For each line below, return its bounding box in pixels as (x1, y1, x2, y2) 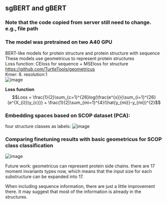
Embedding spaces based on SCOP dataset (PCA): (5, 112, 130, 119)
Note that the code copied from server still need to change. (5, 19, 151, 26)
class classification (5, 142, 53, 149)
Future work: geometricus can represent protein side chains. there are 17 (5, 163, 155, 169)
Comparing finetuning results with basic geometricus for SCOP (5, 135, 162, 142)
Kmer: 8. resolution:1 (5, 71, 47, 77)
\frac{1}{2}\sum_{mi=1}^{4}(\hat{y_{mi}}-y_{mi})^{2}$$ (48, 99, 161, 105)
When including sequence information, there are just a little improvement (5, 183, 155, 189)
